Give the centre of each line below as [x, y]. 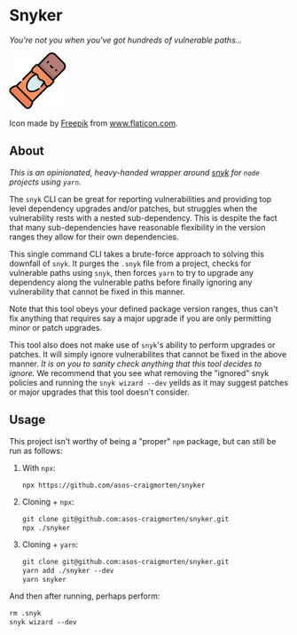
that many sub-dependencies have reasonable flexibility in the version [137, 227]
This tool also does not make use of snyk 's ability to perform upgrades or [142, 345]
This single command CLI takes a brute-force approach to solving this [137, 254]
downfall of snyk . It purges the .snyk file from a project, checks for [130, 263]
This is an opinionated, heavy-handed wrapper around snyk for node [134, 172]
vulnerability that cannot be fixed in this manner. [97, 291]
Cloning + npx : [48, 501]
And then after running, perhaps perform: [85, 596]
